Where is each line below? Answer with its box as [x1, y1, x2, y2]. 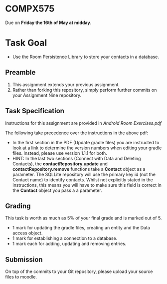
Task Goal [5, 37, 47, 49]
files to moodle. [5, 274, 37, 280]
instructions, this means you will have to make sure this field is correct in [12, 182, 162, 188]
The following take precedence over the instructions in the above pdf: [5, 130, 149, 136]
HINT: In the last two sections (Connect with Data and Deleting [12, 155, 141, 161]
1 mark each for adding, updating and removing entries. [12, 241, 127, 247]
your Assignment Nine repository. [12, 92, 82, 98]
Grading [5, 201, 31, 210]
